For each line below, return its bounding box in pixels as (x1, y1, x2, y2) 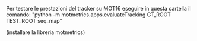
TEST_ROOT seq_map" (6, 18, 62, 24)
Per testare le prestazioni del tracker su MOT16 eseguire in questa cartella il (6, 5, 191, 12)
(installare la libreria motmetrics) (6, 29, 85, 36)
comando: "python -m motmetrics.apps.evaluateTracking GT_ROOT (6, 11, 171, 18)
